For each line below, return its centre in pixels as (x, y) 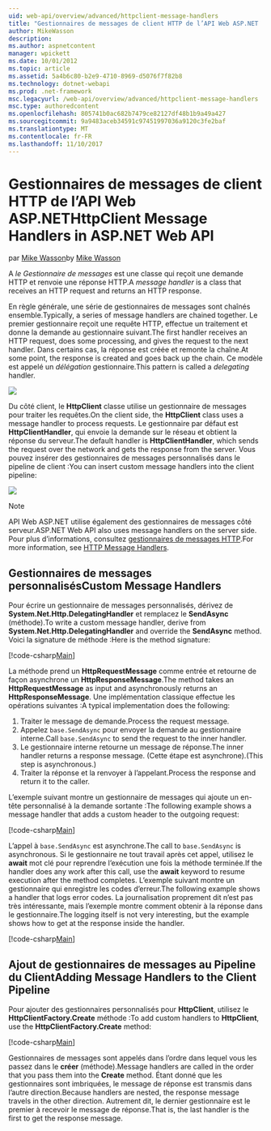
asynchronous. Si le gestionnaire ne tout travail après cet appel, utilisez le (131, 855)
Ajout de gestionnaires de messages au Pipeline (132, 965)
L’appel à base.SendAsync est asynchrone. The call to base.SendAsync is (125, 846)
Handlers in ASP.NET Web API (111, 235)
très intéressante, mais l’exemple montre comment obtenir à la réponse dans (135, 906)
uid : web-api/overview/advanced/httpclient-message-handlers (114, 16)
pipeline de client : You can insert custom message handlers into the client (131, 467)
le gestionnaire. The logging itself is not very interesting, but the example (129, 915)
